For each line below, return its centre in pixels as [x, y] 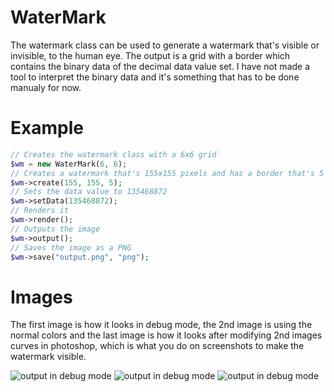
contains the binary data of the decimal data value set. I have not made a [160, 66]
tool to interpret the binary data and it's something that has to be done [155, 77]
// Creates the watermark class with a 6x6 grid [113, 154]
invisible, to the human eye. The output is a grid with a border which [150, 55]
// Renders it [40, 211]
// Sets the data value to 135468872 [89, 192]
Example [47, 128]
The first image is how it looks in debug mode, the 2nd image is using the [161, 325]
